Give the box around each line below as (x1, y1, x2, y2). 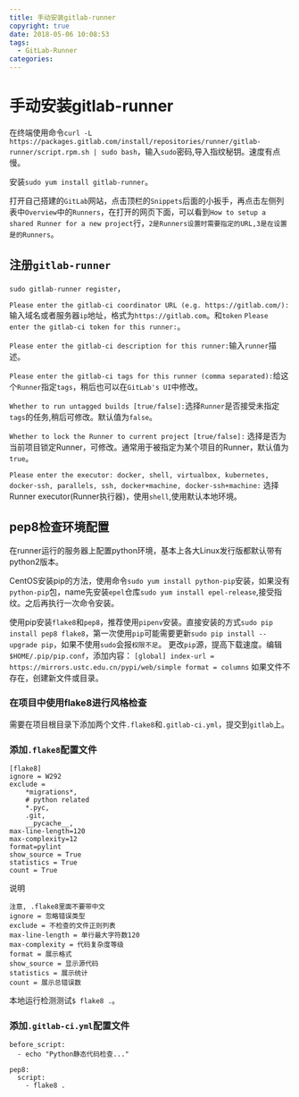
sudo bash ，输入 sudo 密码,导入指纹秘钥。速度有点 (101, 146, 281, 156)
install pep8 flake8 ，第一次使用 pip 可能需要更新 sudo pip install (9, 628, 256, 638)
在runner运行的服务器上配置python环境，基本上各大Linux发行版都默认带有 (9, 544, 283, 555)
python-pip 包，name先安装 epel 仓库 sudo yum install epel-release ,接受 (9, 586, 275, 597)
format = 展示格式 (9, 949, 72, 959)
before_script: (9, 1041, 66, 1050)
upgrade (9, 640, 38, 649)
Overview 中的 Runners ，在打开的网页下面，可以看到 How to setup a (25, 207, 266, 217)
